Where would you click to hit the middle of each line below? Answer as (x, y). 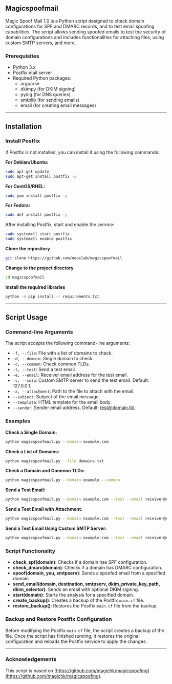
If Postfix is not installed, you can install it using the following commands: (82, 152)
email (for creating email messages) (58, 105)
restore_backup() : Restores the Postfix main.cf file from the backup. (85, 606)
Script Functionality (30, 551)
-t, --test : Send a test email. (44, 369)
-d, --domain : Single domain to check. (53, 359)
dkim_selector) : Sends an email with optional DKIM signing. (76, 589)
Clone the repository (28, 249)
